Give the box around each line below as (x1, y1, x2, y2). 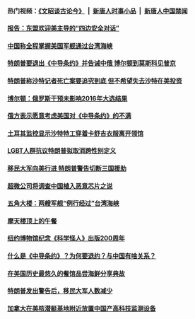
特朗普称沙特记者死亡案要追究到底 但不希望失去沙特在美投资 (7, 76, 182, 85)
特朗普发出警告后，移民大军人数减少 (7, 286, 113, 295)
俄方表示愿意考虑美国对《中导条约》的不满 (7, 112, 131, 120)
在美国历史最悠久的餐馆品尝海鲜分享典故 (7, 269, 125, 277)
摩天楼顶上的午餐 (7, 216, 57, 225)
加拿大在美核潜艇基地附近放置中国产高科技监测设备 (7, 304, 156, 313)
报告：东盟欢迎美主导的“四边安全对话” (7, 24, 120, 33)
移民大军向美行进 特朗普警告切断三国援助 (7, 163, 127, 173)
